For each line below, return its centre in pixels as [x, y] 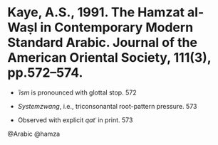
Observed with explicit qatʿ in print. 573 [75, 120]
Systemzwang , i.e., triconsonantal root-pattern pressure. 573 [107, 106]
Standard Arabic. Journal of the [103, 43]
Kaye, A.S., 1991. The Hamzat [96, 12]
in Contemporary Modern [117, 27]
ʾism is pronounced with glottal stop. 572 [77, 92]
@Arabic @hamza [34, 134]
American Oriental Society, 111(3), [109, 58]
